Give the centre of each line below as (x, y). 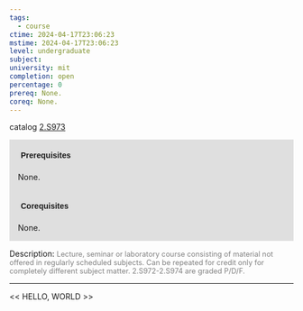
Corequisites (45, 206)
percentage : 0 (36, 85)
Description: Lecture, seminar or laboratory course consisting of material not (141, 254)
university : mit (40, 69)
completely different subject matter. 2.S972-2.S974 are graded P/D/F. (127, 271)
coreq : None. (34, 101)
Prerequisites (46, 155)
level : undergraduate (50, 51)
